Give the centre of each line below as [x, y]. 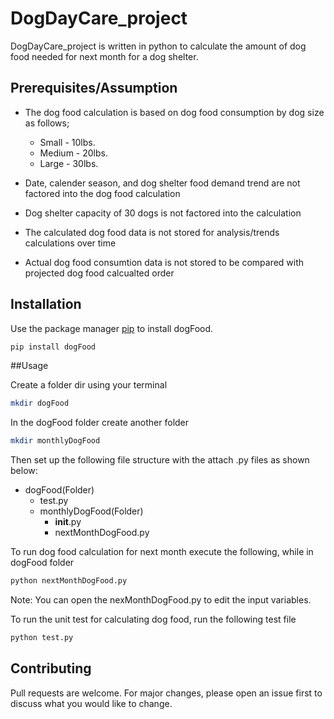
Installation [46, 304]
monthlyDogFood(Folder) [91, 511]
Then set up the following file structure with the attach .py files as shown [160, 460]
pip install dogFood [53, 347]
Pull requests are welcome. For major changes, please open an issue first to [166, 693]
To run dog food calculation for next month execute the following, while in [162, 552]
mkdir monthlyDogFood [55, 441]
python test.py [42, 638]
